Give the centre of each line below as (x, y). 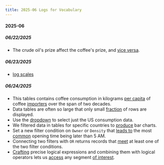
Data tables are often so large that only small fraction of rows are (79, 109)
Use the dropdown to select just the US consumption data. (73, 120)
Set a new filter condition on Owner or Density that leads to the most (82, 131)
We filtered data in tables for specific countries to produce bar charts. (85, 125)
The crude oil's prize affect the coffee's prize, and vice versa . (76, 50)
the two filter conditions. (38, 147)
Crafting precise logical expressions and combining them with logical (84, 152)
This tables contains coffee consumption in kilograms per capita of (81, 99)
